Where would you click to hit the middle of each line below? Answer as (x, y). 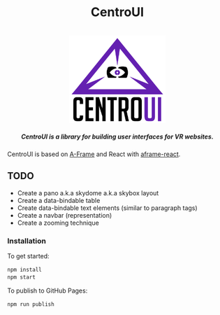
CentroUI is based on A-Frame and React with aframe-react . (94, 154)
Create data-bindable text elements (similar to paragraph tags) (107, 208)
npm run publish (31, 304)
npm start (22, 277)
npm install (24, 270)
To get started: (29, 256)
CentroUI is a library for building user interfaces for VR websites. (117, 136)
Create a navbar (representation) (65, 215)
